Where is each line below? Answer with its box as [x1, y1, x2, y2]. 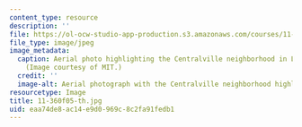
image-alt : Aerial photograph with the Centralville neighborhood [17, 80, 271, 89]
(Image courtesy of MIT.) [25, 63, 123, 72]
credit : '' [17, 72, 58, 80]
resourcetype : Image [9, 88, 87, 97]
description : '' [9, 21, 70, 30]
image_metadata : [9, 47, 70, 55]
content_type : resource [9, 13, 99, 22]
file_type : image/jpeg [9, 38, 94, 47]
